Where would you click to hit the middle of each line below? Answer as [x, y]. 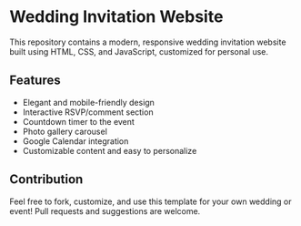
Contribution [46, 180]
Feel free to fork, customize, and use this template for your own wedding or [150, 201]
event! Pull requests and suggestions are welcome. [105, 211]
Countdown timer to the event [78, 121]
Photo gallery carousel [65, 131]
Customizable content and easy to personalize [110, 150]
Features [35, 81]
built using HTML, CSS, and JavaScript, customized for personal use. [139, 51]
